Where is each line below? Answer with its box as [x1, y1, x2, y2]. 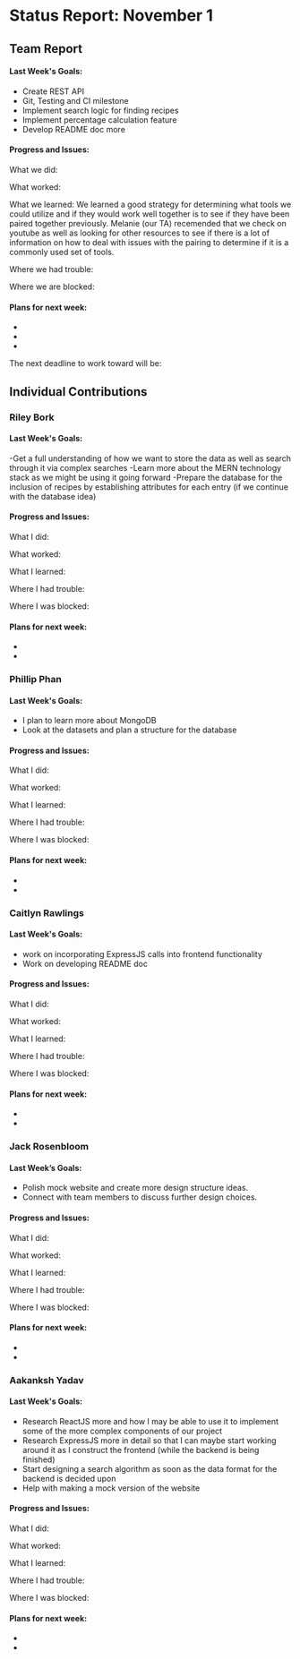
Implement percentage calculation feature [21, 114, 177, 125]
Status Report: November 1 [9, 5, 213, 26]
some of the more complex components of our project [21, 1425, 222, 1436]
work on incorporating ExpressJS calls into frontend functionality [21, 948, 262, 959]
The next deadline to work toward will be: [9, 358, 162, 369]
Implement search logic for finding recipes [21, 105, 179, 115]
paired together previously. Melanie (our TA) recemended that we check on [9, 218, 287, 228]
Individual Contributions [9, 384, 148, 399]
